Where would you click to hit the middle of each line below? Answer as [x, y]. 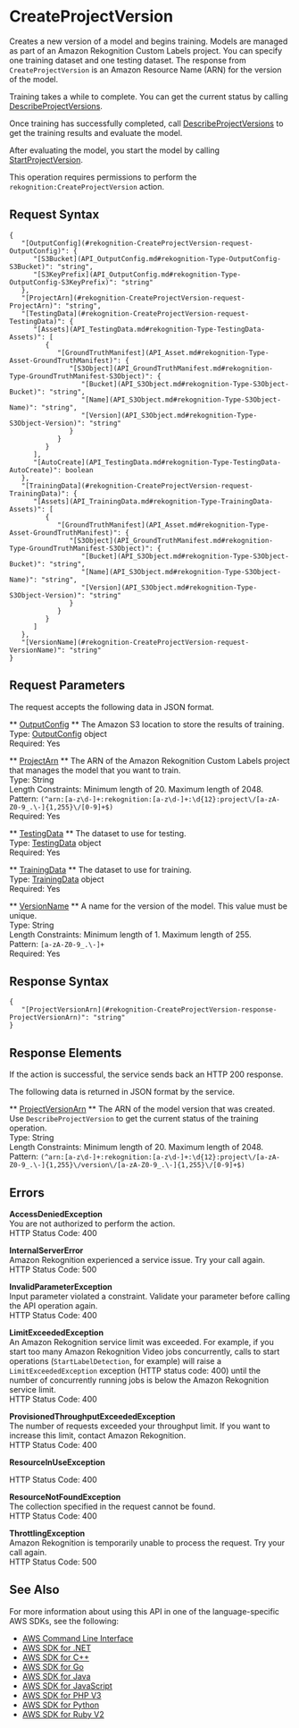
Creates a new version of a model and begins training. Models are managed [149, 41]
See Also [34, 1590]
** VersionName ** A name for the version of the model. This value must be [149, 906]
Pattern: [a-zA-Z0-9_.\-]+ [57, 944]
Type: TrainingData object [57, 879]
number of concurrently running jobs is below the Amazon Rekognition [139, 1380]
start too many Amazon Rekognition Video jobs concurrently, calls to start [145, 1351]
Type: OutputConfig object [58, 733]
